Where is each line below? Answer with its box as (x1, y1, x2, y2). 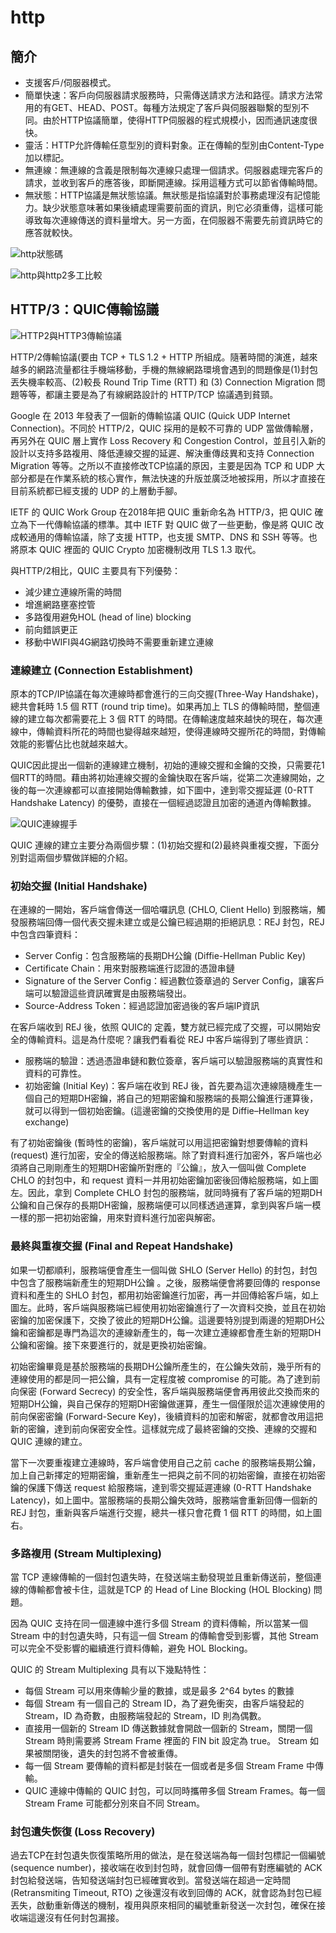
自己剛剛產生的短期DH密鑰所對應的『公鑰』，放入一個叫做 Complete (27, 1162, 307, 1174)
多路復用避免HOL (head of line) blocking (24, 611, 192, 623)
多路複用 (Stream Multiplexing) (10, 1546, 162, 1560)
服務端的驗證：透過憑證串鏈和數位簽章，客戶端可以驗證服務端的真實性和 (24, 1055, 323, 1067)
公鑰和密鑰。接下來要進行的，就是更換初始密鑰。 (10, 1339, 212, 1351)
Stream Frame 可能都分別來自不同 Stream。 (24, 1797, 206, 1809)
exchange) (24, 1116, 70, 1128)
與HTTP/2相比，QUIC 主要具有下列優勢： (10, 564, 182, 576)
